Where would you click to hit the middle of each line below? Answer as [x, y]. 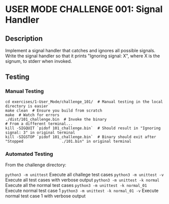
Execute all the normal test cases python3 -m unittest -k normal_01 [76, 185]
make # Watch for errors [32, 115]
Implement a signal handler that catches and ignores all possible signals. [80, 50]
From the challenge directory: [36, 165]
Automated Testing [29, 154]
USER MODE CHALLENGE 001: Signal [84, 9]
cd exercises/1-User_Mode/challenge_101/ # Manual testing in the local [84, 101]
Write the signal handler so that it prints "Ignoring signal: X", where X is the [82, 56]
